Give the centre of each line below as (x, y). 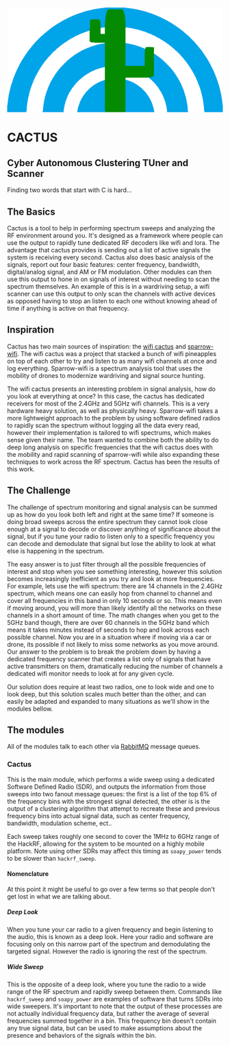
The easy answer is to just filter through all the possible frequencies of (107, 564)
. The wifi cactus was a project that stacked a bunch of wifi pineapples (117, 353)
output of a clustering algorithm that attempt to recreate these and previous (114, 808)
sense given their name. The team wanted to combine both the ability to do (113, 440)
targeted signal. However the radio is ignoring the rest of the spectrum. (107, 951)
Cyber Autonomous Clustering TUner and (98, 163)
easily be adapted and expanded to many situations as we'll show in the (108, 701)
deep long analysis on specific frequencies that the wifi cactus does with (110, 447)
